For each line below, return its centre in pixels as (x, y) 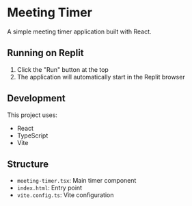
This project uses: (32, 115)
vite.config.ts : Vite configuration (65, 195)
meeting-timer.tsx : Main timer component (77, 181)
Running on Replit (45, 53)
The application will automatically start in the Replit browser (101, 77)
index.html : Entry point (50, 188)
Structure (28, 164)
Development (37, 98)
